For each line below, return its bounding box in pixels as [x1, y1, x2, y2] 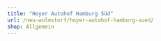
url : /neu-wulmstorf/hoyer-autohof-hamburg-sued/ [7, 17, 155, 24]
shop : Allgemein [7, 23, 54, 30]
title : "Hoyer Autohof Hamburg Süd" [7, 10, 114, 17]
